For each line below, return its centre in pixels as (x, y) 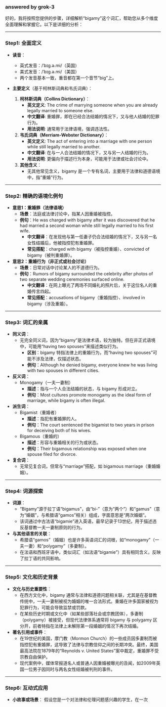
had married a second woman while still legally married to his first (86, 225)
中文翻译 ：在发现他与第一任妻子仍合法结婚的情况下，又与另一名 (92, 236)
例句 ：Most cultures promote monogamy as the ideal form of (89, 395)
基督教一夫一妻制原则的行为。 (54, 528)
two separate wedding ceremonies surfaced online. (72, 279)
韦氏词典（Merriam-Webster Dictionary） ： (64, 135)
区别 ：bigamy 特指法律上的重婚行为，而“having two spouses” (90, 353)
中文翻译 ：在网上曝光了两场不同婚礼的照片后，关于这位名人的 (90, 285)
